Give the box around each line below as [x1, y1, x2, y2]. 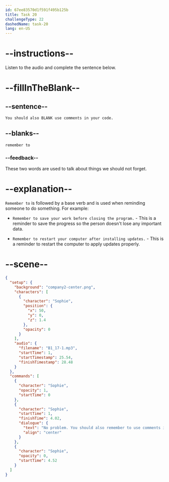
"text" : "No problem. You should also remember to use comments [23, 426, 161, 431]
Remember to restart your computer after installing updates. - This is [12, 235, 164, 242]
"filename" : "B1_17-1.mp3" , [18, 346, 78, 351]
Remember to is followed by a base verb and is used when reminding [5, 200, 145, 206]
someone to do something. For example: [5, 205, 89, 212]
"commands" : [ [10, 374, 39, 379]
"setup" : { [10, 280, 33, 285]
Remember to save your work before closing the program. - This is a [12, 215, 156, 221]
